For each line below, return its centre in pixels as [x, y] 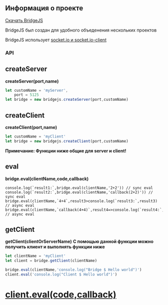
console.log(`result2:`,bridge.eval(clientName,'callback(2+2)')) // [79, 192]
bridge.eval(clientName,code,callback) [47, 179]
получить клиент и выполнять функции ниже [55, 247]
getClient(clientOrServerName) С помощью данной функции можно [79, 242]
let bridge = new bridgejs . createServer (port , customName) [67, 100]
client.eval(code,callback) [61, 295]
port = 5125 [26, 95]
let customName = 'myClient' [35, 136]
